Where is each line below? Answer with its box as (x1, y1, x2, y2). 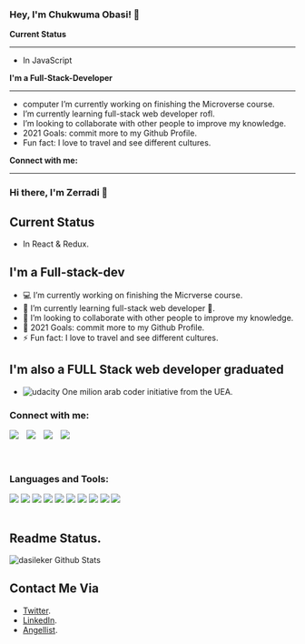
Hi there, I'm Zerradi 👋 (9, 186, 108, 199)
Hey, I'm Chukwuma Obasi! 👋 (9, 8, 141, 21)
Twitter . (22, 605, 52, 616)
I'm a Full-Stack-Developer (9, 73, 113, 84)
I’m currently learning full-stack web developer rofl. (22, 108, 215, 119)
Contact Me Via (9, 581, 100, 597)
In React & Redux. (22, 238, 89, 249)
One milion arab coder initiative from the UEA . (62, 386, 233, 397)
